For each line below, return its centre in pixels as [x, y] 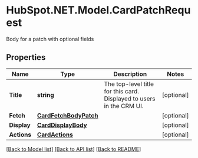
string [45, 95]
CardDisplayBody [62, 125]
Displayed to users [130, 99]
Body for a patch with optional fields [50, 39]
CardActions [55, 135]
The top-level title [129, 84]
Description [130, 74]
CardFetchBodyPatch [67, 115]
